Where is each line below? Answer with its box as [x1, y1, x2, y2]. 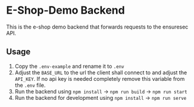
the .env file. [14, 81, 46, 89]
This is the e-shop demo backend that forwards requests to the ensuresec [6, 23, 189, 30]
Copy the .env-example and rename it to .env [14, 62, 124, 70]
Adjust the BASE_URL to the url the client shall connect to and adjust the [14, 69, 187, 76]
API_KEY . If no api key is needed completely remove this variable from [14, 75, 185, 82]
